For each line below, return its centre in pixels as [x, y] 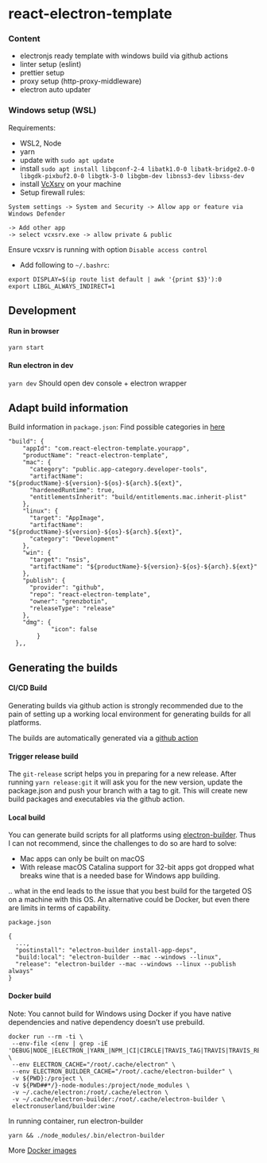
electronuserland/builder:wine [63, 1106]
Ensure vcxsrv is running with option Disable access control [108, 249]
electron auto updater [55, 90]
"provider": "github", [67, 588]
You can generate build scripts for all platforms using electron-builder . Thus [132, 835]
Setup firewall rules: [52, 192]
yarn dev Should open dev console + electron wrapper [97, 383]
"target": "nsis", [60, 560]
